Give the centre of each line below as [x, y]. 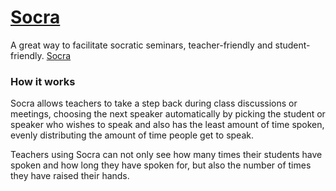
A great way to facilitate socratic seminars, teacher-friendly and [141, 45]
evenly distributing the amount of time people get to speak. [132, 135]
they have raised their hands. [70, 176]
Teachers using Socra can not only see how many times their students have [166, 155]
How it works [43, 81]
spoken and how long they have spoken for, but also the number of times [161, 165]
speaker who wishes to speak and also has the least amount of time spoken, [167, 125]
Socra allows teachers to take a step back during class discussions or [154, 103]
